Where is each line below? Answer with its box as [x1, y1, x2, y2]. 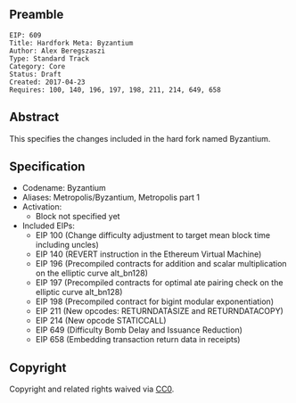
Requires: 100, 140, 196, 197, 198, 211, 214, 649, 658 [9, 85, 221, 95]
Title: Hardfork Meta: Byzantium [9, 38, 134, 47]
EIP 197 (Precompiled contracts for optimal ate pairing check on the [35, 277, 284, 288]
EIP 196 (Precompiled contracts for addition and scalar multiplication [35, 259, 287, 269]
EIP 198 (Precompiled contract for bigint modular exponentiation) [35, 296, 275, 307]
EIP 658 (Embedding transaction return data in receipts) [35, 334, 241, 345]
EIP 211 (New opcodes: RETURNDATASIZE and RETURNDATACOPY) [35, 306, 284, 317]
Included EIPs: [21, 220, 76, 231]
